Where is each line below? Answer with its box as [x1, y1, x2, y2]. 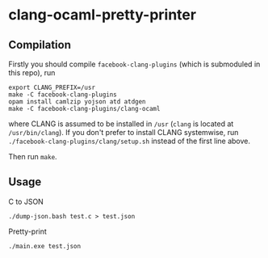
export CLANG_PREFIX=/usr [8, 83, 95, 91]
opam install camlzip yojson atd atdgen [8, 98, 147, 106]
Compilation [8, 38, 71, 52]
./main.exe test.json [8, 242, 82, 250]
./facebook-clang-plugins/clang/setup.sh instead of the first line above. [8, 136, 251, 146]
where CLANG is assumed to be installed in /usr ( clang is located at [8, 119, 234, 129]
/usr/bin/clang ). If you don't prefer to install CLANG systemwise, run [8, 128, 239, 137]
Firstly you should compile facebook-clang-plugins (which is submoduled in [8, 59, 261, 69]
